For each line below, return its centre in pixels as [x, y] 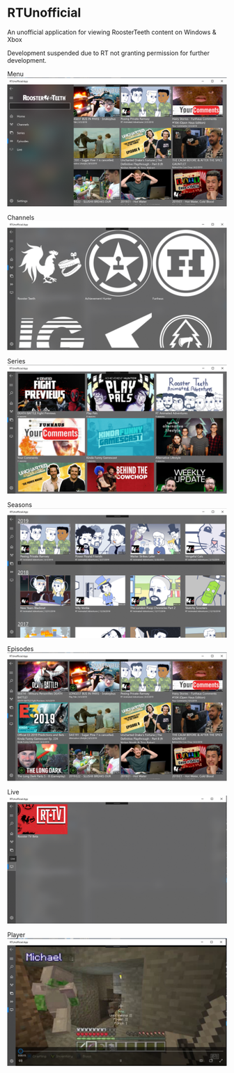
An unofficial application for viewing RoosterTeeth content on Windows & [112, 32]
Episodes [21, 648]
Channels [21, 217]
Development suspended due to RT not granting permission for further [109, 53]
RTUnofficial [44, 13]
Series [16, 361]
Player [16, 935]
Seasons [20, 505]
